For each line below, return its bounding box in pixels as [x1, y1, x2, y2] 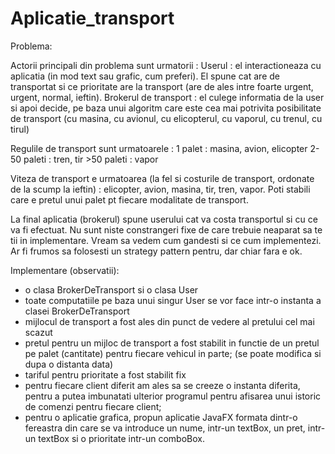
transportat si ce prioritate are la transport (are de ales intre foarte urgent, [10, 80, 314, 92]
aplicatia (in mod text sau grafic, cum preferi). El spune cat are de [10, 70, 280, 82]
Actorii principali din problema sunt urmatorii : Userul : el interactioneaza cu [10, 59, 322, 71]
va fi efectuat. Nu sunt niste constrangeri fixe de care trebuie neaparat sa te [10, 223, 323, 236]
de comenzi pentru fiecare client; [24, 400, 162, 412]
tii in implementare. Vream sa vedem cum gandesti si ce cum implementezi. [10, 234, 322, 246]
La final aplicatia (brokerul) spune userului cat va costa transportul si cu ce [10, 213, 318, 225]
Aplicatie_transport [10, 7, 175, 30]
